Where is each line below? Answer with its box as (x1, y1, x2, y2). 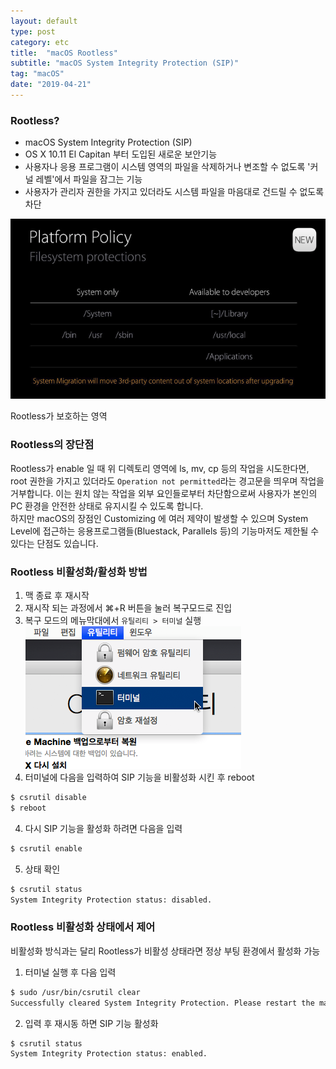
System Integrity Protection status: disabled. (10, 895, 213, 905)
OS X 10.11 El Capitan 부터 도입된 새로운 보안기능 (24, 148, 218, 160)
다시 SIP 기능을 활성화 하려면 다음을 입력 (24, 822, 183, 834)
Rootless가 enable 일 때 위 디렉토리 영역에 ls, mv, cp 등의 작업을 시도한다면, (10, 462, 310, 474)
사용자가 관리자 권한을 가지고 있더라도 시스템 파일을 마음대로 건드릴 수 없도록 (24, 186, 325, 198)
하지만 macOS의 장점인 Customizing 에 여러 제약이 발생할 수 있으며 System (10, 512, 309, 524)
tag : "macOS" (10, 69, 65, 79)
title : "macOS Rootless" (10, 48, 118, 58)
